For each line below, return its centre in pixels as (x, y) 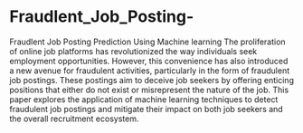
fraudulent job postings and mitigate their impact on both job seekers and (146, 109)
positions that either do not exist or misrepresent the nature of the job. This (149, 90)
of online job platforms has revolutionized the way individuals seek (133, 51)
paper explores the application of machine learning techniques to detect (144, 99)
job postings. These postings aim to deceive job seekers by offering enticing (151, 80)
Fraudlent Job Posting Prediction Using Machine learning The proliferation (148, 42)
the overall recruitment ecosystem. (74, 119)
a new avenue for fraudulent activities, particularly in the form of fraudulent (150, 71)
